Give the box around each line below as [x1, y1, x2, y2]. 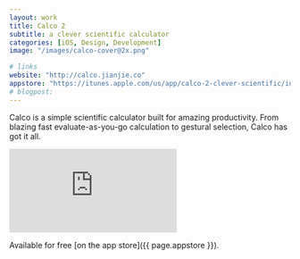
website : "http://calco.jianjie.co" [9, 71, 146, 80]
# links [9, 63, 38, 71]
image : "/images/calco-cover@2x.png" [9, 46, 150, 55]
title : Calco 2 [9, 21, 66, 30]
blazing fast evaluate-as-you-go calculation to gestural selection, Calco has [9, 121, 288, 132]
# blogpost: [9, 87, 54, 96]
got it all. [9, 130, 42, 141]
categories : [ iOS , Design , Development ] [9, 38, 162, 47]
